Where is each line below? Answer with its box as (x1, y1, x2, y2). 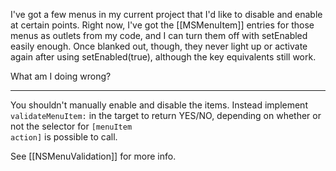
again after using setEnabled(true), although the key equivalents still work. (10, 51, 317, 63)
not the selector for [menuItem (10, 120, 133, 132)
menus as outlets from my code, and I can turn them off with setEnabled (10, 30, 308, 41)
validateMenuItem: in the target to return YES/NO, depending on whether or (10, 110, 322, 121)
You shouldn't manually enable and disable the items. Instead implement (10, 99, 308, 111)
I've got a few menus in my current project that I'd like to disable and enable (10, 9, 323, 20)
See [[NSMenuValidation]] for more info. (10, 150, 177, 162)
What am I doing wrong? (10, 70, 112, 82)
